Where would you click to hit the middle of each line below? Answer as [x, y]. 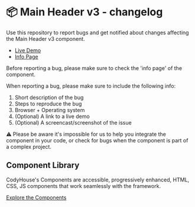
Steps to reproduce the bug [48, 103]
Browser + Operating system [50, 110]
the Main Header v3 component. [45, 39]
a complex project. [29, 147]
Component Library [43, 165]
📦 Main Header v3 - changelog [84, 12]
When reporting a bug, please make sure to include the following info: [91, 86]
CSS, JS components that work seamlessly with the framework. [84, 186]
